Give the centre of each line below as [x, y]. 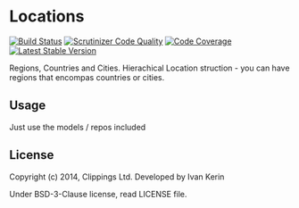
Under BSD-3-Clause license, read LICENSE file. [98, 194]
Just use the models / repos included [78, 127]
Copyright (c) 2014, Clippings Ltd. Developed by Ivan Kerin [117, 177]
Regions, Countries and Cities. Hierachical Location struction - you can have [149, 68]
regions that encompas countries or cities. [87, 77]
